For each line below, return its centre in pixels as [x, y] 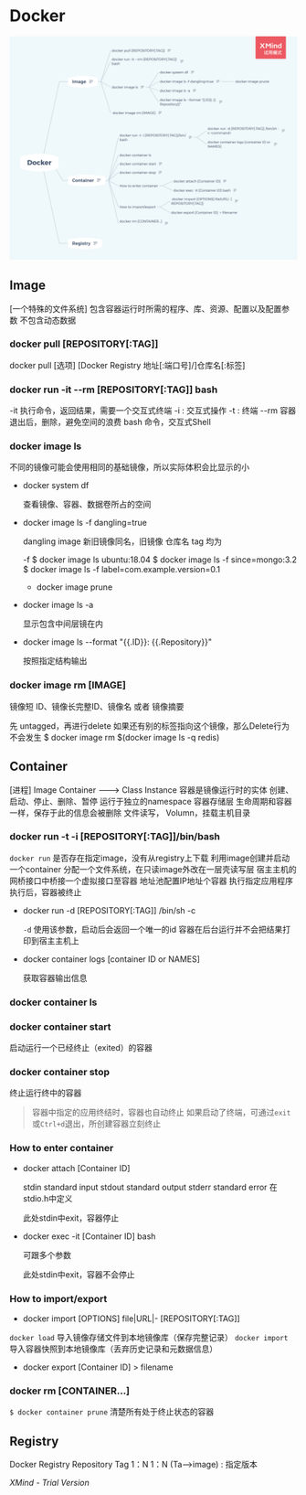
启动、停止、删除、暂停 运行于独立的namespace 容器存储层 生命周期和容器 [151, 801]
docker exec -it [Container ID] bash [89, 1236]
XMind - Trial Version [49, 1483]
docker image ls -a [58, 605]
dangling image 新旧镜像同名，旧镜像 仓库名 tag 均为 [122, 541]
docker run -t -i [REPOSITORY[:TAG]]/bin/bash [115, 837]
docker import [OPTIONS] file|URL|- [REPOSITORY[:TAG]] [131, 1319]
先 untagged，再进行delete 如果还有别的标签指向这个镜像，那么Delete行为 [150, 726]
